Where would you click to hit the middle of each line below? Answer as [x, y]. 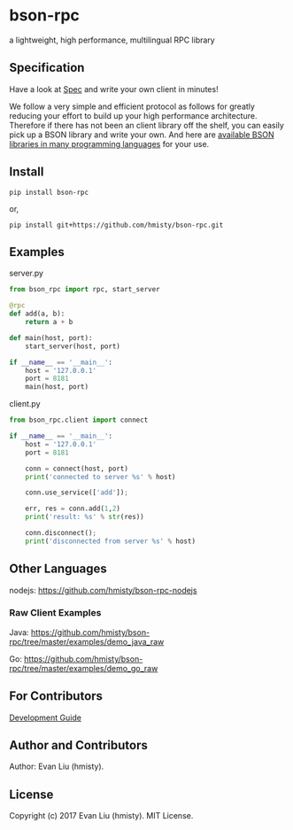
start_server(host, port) [73, 346]
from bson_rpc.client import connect [79, 420]
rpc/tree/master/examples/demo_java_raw [87, 641]
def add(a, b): [37, 314]
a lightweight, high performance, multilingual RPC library [112, 40]
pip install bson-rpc [49, 192]
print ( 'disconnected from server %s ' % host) [111, 541]
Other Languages [58, 569]
